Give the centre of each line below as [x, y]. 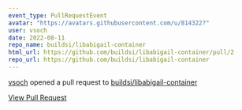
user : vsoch [28, 30]
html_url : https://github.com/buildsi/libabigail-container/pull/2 [121, 52]
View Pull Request [37, 97]
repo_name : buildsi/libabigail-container [77, 45]
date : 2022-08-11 [37, 38]
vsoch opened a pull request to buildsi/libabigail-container [103, 82]
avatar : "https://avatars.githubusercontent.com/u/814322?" [109, 23]
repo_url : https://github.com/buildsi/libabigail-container [109, 60]
